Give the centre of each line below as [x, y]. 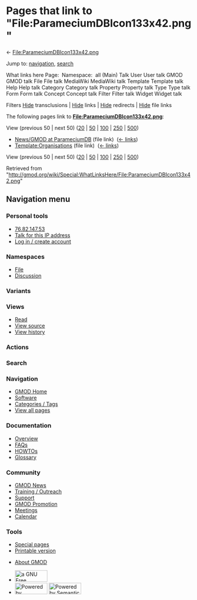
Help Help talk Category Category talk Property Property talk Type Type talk [98, 87]
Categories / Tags [36, 404]
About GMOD [31, 562]
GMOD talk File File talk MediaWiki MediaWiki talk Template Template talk [95, 81]
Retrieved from [24, 168]
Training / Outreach [38, 491]
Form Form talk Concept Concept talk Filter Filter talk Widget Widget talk [94, 94]
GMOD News [30, 485]
